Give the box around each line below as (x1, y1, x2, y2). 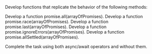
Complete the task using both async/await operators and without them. (5, 44, 147, 49)
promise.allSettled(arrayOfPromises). (5, 34, 79, 40)
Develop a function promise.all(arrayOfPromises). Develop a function (5, 14, 143, 19)
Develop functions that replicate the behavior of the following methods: (5, 4, 148, 10)
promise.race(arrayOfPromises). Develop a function (5, 19, 108, 24)
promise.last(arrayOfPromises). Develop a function (5, 24, 107, 30)
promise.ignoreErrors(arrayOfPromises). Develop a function (5, 29, 125, 35)
